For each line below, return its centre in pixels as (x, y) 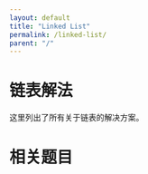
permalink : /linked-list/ (58, 34)
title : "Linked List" (50, 26)
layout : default (40, 18)
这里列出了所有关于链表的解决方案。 (77, 118)
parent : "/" (32, 43)
